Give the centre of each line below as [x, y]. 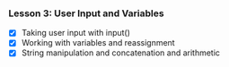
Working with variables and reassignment [98, 43]
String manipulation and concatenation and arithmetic [121, 53]
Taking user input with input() [76, 33]
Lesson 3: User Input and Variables [86, 13]
